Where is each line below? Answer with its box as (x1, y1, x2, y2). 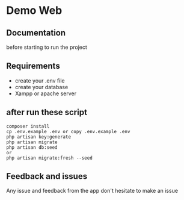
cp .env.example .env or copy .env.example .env (6, 128, 130, 134)
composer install (6, 123, 50, 130)
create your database (14, 83, 69, 90)
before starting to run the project (6, 43, 87, 51)
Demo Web (6, 4, 63, 17)
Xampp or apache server (14, 90, 77, 97)
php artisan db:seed (6, 144, 58, 151)
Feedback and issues (6, 171, 88, 181)
